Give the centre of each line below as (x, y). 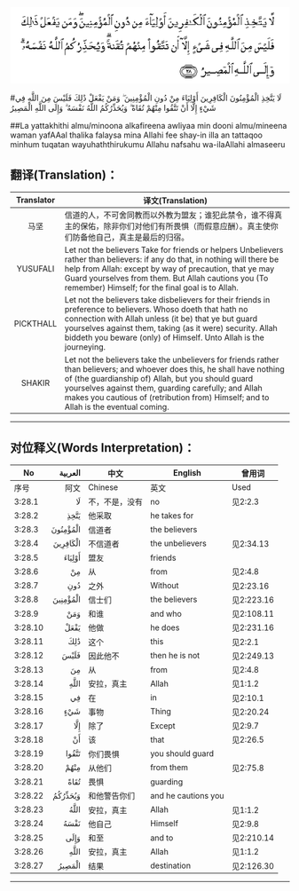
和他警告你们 (112, 796)
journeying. (85, 347)
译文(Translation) (175, 200)
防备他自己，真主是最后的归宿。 (131, 237)
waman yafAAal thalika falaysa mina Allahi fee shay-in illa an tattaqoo (136, 135)
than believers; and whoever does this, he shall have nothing (174, 369)
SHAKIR (36, 383)
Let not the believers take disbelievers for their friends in (167, 300)
